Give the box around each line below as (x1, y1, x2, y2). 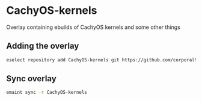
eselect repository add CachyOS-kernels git (6, 57, 120, 63)
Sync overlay (6, 73, 57, 84)
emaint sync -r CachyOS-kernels (6, 90, 87, 96)
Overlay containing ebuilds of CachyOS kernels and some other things (6, 23, 180, 31)
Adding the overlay (6, 41, 79, 51)
